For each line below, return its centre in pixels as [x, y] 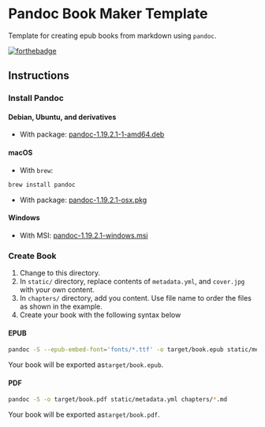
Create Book [32, 256]
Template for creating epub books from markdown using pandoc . [112, 36]
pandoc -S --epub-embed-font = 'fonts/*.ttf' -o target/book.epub [116, 350]
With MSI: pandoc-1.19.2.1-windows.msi [84, 235]
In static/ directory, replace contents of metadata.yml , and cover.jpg [132, 282]
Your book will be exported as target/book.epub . [86, 365]
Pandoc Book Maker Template [108, 14]
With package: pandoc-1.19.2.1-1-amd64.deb [92, 134]
